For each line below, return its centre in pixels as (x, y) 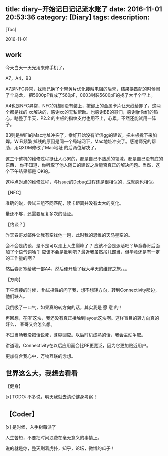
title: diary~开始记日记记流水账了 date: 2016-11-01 (84, 9)
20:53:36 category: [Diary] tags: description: (77, 17)
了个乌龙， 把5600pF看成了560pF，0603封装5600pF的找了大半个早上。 (80, 95)
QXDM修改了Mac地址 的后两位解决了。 (59, 147)
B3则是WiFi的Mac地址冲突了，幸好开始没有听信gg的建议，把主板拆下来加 (81, 135)
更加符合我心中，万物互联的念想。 (40, 356)
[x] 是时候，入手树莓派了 (31, 427)
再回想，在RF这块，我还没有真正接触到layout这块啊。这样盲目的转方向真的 (82, 318)
